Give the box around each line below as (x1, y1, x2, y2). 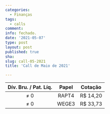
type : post (5, 40, 28, 45)
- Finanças (9, 12, 32, 17)
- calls (9, 21, 26, 27)
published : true (5, 49, 39, 54)
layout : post (5, 45, 32, 50)
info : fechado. (5, 31, 37, 36)
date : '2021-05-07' (5, 36, 46, 41)
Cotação (80, 84, 101, 91)
